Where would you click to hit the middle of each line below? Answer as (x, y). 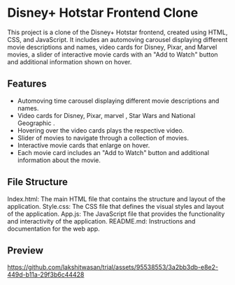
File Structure (37, 182)
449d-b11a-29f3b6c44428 (46, 275)
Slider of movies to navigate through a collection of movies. (103, 138)
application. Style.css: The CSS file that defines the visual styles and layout (116, 206)
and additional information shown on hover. (70, 61)
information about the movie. (59, 160)
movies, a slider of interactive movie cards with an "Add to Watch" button (113, 54)
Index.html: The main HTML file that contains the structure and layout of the (116, 199)
